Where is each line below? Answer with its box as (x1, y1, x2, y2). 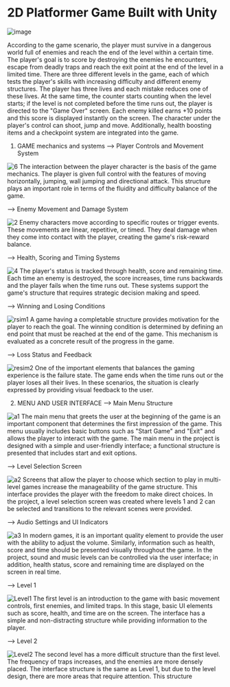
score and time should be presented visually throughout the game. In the (7, 545, 213, 554)
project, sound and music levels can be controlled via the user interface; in (7, 553, 218, 561)
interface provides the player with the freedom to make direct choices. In (7, 490, 214, 498)
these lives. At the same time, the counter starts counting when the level (7, 91, 211, 100)
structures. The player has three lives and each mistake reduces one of (7, 85, 209, 93)
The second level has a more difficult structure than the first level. (34, 650, 221, 658)
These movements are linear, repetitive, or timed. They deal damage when (7, 225, 218, 234)
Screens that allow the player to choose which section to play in (23, 475, 203, 484)
